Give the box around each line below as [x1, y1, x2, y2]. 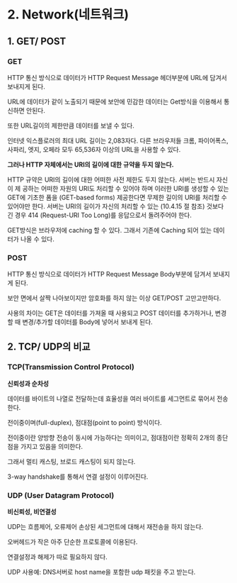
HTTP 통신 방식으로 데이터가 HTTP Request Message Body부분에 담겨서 [7, 270, 212, 279]
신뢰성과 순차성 [7, 379, 50, 387]
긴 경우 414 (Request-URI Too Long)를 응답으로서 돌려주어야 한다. [7, 211, 192, 219]
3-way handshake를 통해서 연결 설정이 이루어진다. [7, 472, 149, 481]
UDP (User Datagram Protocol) [7, 490, 115, 500]
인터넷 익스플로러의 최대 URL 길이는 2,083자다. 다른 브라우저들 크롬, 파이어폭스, [7, 136, 229, 145]
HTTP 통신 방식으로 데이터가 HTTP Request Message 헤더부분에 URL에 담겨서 [7, 73, 228, 82]
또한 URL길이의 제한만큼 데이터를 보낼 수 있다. [7, 121, 134, 130]
